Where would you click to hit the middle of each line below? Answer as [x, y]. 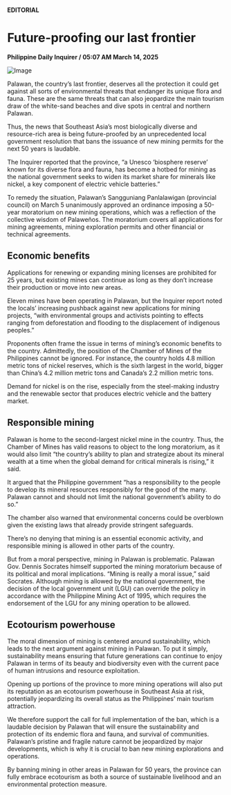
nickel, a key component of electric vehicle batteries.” [84, 184]
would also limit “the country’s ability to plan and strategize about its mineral [116, 454]
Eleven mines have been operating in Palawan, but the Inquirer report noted [115, 301]
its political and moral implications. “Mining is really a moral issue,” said [109, 574]
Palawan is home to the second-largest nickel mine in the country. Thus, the [115, 439]
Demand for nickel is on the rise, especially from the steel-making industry [113, 386]
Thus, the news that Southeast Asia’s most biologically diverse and [102, 127]
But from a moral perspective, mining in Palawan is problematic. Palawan [111, 559]
